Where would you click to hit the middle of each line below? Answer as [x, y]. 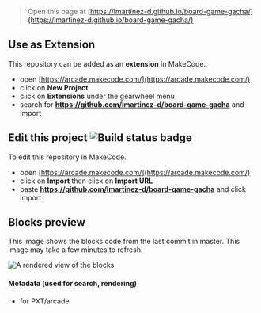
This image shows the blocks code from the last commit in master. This [124, 242]
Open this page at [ [59, 11]
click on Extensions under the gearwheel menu [97, 96]
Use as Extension [52, 45]
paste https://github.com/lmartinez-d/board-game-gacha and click [133, 189]
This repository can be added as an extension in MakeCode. [107, 63]
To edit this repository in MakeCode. [67, 157]
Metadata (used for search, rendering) [72, 284]
